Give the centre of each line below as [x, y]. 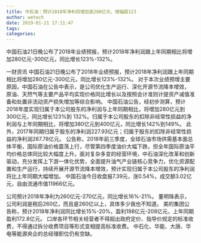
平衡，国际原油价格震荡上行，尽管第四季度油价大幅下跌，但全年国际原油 [100, 146]
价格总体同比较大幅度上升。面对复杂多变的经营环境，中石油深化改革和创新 [103, 154]
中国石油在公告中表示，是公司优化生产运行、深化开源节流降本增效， [106, 87]
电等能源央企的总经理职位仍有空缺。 [51, 234]
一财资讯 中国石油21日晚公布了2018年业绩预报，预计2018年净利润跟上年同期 [100, 72]
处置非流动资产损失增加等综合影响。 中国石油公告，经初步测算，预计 [101, 101]
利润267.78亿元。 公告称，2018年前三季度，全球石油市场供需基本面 [105, 139]
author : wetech [25, 17]
